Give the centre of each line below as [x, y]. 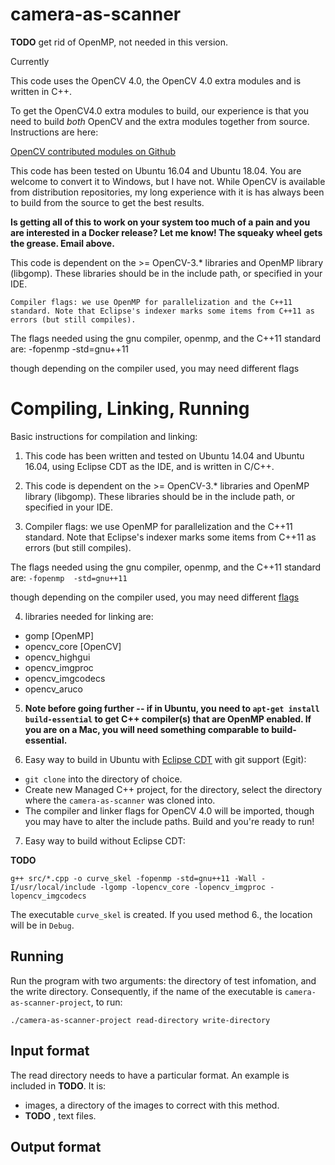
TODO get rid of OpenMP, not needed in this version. [119, 42]
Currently [30, 61]
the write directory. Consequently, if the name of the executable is [146, 991]
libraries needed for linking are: [89, 616]
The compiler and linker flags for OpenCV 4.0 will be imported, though [169, 810]
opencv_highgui [57, 657]
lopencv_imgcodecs [48, 896]
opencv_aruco [53, 689]
